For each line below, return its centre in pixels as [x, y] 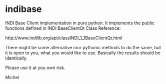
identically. [16, 58]
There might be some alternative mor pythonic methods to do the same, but [83, 47]
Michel [12, 77]
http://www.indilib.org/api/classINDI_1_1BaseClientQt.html [64, 38]
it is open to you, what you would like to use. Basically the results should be [83, 53]
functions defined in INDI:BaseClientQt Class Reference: [63, 28]
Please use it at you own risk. [35, 68]
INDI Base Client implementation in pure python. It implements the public [80, 23]
